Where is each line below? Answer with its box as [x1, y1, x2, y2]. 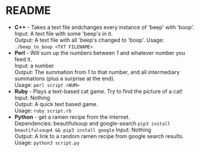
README [5, 4, 51, 17]
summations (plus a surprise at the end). [14, 75, 115, 82]
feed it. [14, 55, 33, 63]
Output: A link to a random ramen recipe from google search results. [14, 132, 184, 139]
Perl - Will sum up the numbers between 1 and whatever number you [14, 49, 186, 56]
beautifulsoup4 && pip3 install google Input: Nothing [14, 126, 152, 133]
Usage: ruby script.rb [14, 107, 72, 114]
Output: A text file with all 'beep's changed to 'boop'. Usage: [14, 36, 164, 43]
